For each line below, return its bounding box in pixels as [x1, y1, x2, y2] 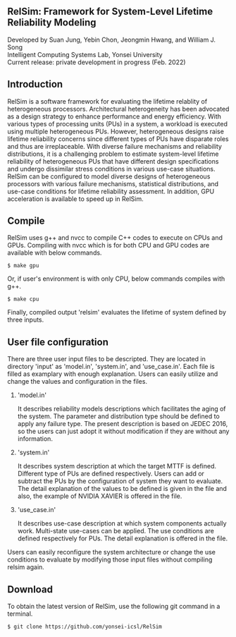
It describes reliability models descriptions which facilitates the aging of [17, 405, 227, 413]
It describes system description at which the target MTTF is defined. [17, 462, 217, 471]
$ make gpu [7, 262, 39, 269]
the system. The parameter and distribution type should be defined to [17, 412, 220, 420]
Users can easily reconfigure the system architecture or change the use [7, 548, 216, 557]
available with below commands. [7, 248, 102, 257]
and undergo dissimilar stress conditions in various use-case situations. [7, 164, 216, 173]
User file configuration [7, 336, 109, 348]
